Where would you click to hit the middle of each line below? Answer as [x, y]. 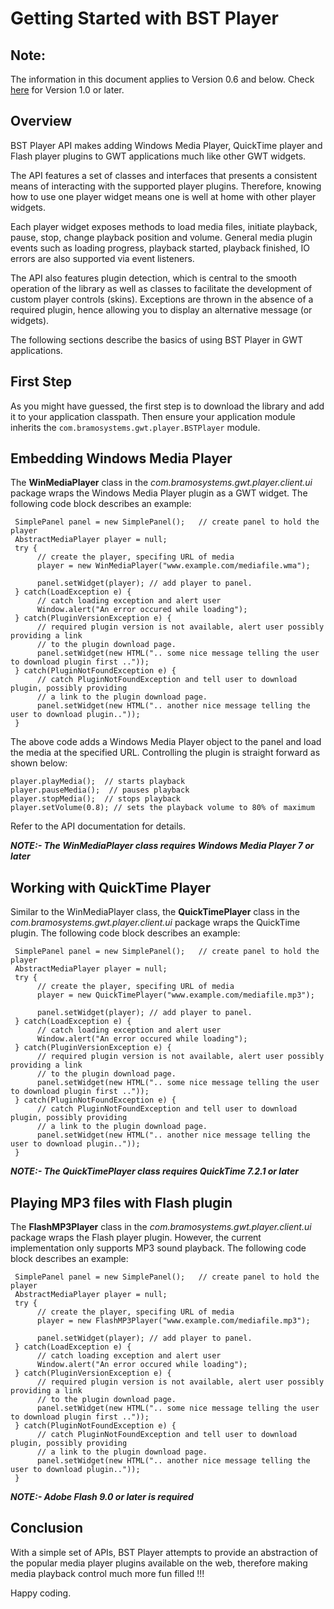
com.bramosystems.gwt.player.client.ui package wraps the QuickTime [155, 923]
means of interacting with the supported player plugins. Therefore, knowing [166, 186]
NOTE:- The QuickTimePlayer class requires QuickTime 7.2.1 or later [154, 1171]
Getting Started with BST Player [144, 18]
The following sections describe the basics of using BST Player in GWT [157, 339]
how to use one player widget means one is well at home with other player [163, 196]
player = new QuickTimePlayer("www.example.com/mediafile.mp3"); [175, 995]
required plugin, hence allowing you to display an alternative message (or [161, 309]
